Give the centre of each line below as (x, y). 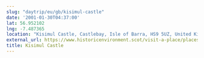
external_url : (24, 40)
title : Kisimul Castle (35, 46)
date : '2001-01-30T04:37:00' (43, 18)
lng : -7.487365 (25, 29)
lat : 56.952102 (25, 23)
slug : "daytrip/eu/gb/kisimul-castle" (55, 12)
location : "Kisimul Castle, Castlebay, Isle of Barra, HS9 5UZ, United (99, 34)
